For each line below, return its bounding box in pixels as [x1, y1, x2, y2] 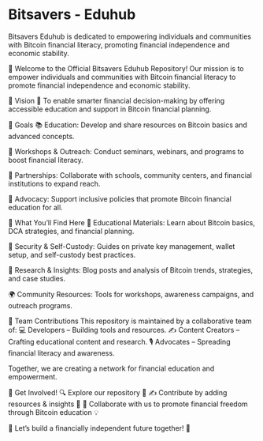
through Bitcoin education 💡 [8, 407, 99, 416]
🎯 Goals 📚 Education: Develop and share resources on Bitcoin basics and [8, 120, 248, 130]
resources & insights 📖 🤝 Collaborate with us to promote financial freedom [8, 399, 248, 409]
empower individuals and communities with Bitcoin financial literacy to [8, 72, 236, 81]
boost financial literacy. [8, 155, 84, 164]
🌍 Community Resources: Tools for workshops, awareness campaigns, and [8, 289, 254, 299]
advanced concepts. [8, 131, 75, 141]
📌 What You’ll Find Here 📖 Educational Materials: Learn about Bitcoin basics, [8, 217, 256, 227]
